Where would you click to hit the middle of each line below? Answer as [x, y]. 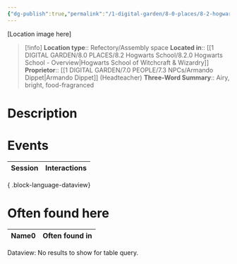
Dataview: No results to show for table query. [73, 252]
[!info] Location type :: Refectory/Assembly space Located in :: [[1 [119, 47]
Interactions [66, 168]
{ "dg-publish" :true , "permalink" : [56, 14]
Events [28, 146]
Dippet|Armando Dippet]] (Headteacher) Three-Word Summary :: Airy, [127, 77]
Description [42, 113]
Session [25, 168]
